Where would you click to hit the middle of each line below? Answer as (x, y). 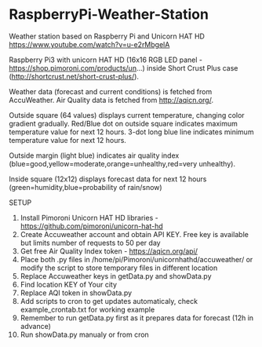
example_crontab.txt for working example (87, 309)
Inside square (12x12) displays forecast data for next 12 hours (108, 179)
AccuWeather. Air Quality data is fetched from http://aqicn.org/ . (111, 100)
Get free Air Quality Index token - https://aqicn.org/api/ (109, 251)
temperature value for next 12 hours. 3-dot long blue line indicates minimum (131, 132)
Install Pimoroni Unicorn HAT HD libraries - (89, 217)
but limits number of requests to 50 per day (90, 243)
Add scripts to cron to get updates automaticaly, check (109, 301)
